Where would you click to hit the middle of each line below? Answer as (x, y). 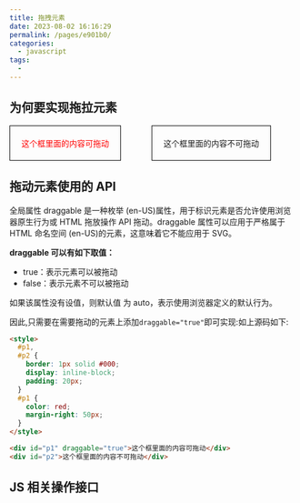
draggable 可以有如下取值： (62, 252)
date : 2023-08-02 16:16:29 (60, 26)
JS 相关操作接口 (54, 488)
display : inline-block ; (71, 373)
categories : (32, 43)
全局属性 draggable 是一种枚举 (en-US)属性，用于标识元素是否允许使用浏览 (150, 210)
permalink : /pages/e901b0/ (60, 35)
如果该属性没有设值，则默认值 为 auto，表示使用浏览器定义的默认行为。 (143, 302)
